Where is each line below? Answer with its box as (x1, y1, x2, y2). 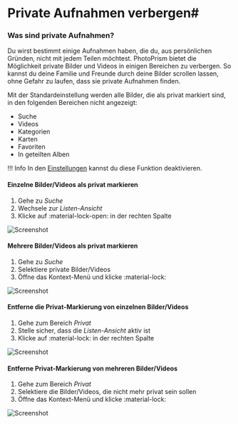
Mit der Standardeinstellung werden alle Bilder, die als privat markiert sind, (7, 91, 226, 99)
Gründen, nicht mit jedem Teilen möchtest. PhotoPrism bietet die (7, 54, 197, 63)
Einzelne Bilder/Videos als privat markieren (7, 181, 139, 189)
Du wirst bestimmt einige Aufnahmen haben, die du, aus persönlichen (7, 46, 212, 55)
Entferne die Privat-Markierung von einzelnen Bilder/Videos (7, 303, 189, 311)
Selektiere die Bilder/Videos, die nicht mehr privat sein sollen (17, 388, 197, 396)
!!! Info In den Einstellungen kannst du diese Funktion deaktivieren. (7, 164, 202, 173)
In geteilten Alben (17, 150, 70, 158)
